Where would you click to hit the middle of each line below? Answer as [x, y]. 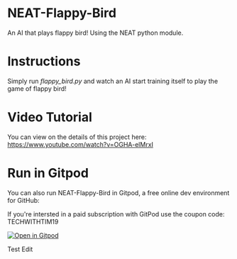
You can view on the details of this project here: [77, 137]
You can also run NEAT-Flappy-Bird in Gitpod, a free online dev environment [118, 192]
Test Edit [20, 249]
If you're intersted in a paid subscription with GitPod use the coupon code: [116, 214]
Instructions [44, 61]
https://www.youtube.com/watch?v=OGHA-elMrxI [81, 144]
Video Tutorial [50, 117]
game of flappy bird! [37, 88]
